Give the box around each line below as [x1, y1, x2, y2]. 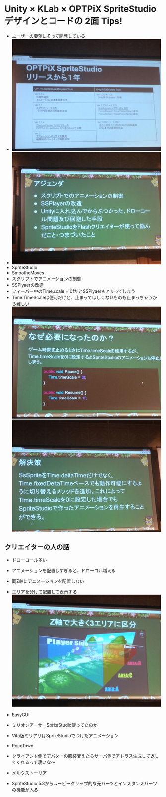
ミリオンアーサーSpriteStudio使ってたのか [11, 722, 98, 728]
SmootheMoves [11, 270, 44, 276]
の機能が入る [11, 787, 38, 793]
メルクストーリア [11, 770, 47, 776]
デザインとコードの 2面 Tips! [4, 16, 122, 27]
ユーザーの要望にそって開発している [11, 33, 86, 39]
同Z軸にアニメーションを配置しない [11, 578, 85, 584]
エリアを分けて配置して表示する [11, 589, 77, 595]
